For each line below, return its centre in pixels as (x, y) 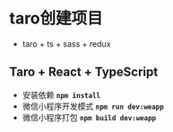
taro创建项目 (56, 18)
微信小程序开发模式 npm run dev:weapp (93, 106)
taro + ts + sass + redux (66, 44)
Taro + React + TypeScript (84, 72)
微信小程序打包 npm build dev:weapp (89, 117)
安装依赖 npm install (61, 94)
